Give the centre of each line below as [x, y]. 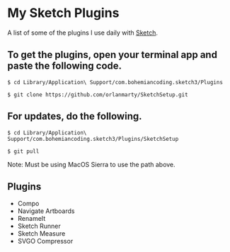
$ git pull [23, 151]
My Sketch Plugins [63, 13]
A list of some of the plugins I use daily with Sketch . [82, 33]
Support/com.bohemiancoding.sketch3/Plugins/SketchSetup [93, 139]
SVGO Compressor [45, 241]
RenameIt [31, 219]
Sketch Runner [39, 226]
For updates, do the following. [75, 116]
